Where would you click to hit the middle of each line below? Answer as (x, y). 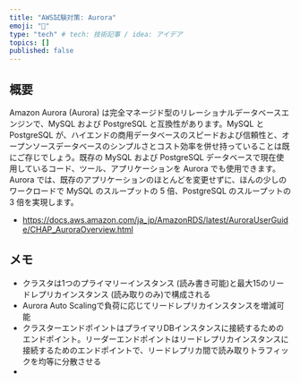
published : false (42, 51)
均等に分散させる (69, 361)
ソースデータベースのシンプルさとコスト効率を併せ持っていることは (157, 146)
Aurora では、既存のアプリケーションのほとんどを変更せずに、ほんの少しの (148, 179)
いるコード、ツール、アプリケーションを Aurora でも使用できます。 (156, 168)
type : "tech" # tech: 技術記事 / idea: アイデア (96, 34)
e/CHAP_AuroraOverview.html (78, 229)
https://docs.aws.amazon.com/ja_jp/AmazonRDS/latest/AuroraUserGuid (155, 219)
